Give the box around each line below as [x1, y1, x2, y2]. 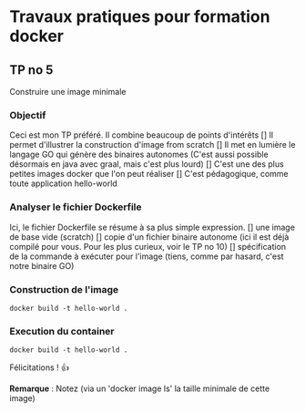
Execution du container [9, 325, 115, 337]
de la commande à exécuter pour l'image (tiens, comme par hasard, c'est [9, 251, 284, 262]
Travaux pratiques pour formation [9, 6, 270, 27]
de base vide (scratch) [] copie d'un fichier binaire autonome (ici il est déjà [9, 231, 290, 243]
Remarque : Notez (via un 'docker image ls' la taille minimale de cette [9, 383, 270, 394]
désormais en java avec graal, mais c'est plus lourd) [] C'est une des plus [9, 159, 284, 170]
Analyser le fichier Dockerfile [9, 201, 143, 213]
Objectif [9, 108, 46, 121]
